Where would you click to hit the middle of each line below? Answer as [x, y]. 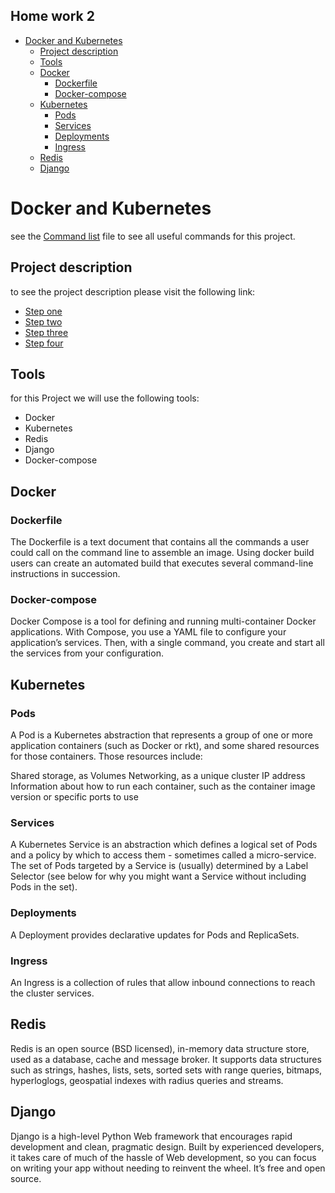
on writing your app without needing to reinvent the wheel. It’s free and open [168, 1168]
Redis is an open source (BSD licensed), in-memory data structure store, [160, 1048]
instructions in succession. [65, 574]
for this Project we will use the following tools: [105, 398]
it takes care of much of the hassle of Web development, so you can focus [163, 1157]
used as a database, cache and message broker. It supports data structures [166, 1059]
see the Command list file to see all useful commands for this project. [153, 236]
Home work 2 [52, 16]
